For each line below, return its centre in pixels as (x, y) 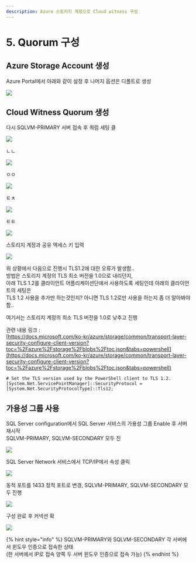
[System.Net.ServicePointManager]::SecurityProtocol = (74, 384)
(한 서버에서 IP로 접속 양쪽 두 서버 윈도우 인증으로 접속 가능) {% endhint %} (93, 554)
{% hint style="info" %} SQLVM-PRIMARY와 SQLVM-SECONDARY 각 (89, 540)
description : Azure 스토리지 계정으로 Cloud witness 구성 (72, 11)
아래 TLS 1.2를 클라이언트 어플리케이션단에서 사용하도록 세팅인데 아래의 (88, 283)
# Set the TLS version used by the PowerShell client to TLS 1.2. (89, 379)
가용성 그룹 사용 (33, 408)
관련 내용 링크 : (23, 330)
